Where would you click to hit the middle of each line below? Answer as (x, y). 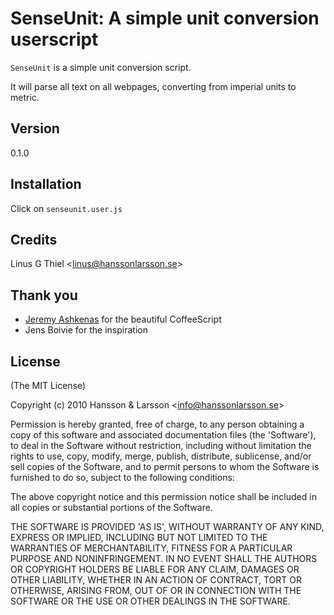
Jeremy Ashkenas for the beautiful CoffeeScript (123, 319)
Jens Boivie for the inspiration (86, 330)
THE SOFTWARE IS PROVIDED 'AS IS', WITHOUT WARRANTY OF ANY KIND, (167, 526)
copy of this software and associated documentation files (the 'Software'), (163, 435)
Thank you (44, 295)
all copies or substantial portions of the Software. (111, 507)
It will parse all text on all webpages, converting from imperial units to (153, 86)
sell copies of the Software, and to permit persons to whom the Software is (165, 466)
